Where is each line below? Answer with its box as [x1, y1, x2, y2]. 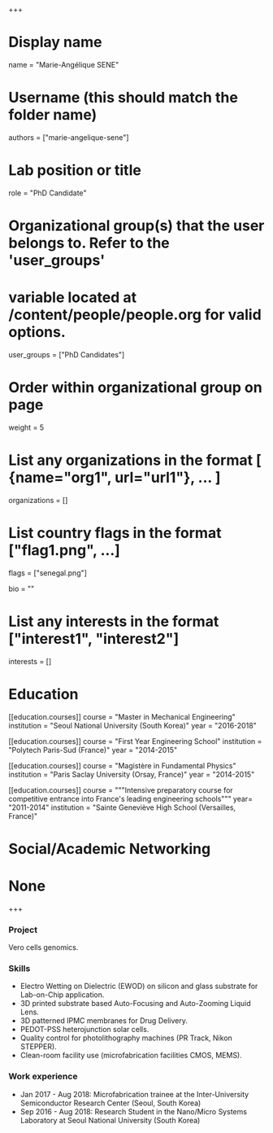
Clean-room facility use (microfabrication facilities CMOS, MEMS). [19, 1051, 242, 1061]
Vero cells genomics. [8, 943, 79, 952]
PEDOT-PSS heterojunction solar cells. [19, 1025, 149, 1035]
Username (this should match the [8, 89, 238, 107]
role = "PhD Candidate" [8, 188, 87, 198]
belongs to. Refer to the [8, 234, 170, 252]
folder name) [8, 106, 97, 125]
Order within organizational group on [8, 378, 262, 397]
